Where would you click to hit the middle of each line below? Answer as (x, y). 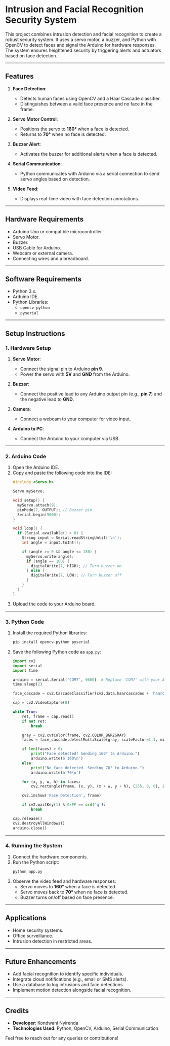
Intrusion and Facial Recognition (75, 9)
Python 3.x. (25, 291)
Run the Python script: (36, 862)
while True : (25, 712)
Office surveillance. (33, 935)
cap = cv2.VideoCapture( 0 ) (41, 703)
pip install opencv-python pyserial (51, 642)
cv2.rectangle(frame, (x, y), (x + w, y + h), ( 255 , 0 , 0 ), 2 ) (99, 786)
